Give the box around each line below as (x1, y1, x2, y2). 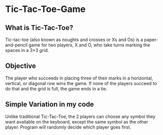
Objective (5, 61, 36, 70)
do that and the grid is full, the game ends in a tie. (5, 85, 107, 91)
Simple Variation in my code (5, 100, 94, 108)
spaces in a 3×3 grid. (5, 47, 49, 53)
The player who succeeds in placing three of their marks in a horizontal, (5, 75, 153, 81)
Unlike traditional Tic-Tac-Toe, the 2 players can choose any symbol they (5, 113, 156, 119)
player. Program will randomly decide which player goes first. (5, 124, 131, 130)
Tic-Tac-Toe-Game (5, 3, 86, 15)
